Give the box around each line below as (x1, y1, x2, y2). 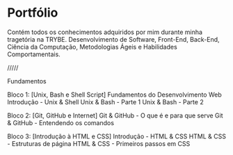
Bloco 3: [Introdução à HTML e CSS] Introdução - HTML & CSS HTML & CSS (7, 132, 227, 140)
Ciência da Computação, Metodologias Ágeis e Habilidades (7, 42, 177, 51)
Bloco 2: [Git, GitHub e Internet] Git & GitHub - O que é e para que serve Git (7, 111, 223, 120)
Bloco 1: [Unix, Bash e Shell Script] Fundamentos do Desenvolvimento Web (7, 90, 223, 99)
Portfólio (7, 5, 58, 21)
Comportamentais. (7, 50, 61, 58)
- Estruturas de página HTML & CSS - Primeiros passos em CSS (7, 139, 191, 147)
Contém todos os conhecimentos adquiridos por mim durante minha (7, 28, 203, 36)
